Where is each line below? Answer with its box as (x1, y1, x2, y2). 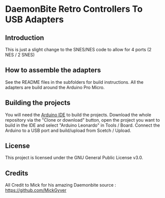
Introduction (5, 33, 44, 42)
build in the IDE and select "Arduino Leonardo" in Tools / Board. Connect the (5, 122, 161, 128)
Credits (5, 169, 29, 177)
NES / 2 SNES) (5, 52, 35, 58)
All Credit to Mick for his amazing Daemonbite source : (5, 182, 116, 188)
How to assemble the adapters (5, 66, 101, 74)
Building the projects (5, 99, 71, 107)
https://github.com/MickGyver (5, 187, 67, 193)
